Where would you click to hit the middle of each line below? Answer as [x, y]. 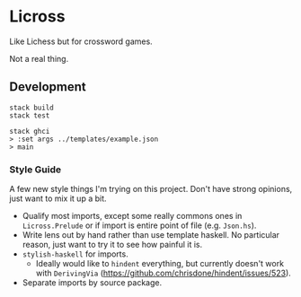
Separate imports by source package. [92, 283]
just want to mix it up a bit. [58, 198]
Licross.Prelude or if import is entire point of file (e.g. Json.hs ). [139, 225]
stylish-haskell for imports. [75, 254]
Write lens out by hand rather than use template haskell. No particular [151, 235]
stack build [31, 108]
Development [48, 87]
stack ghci [30, 131]
